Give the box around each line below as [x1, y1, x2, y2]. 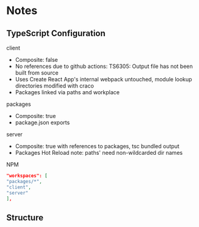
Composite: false [15, 56, 58, 63]
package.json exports [15, 119, 70, 126]
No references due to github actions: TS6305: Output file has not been [15, 62, 194, 70]
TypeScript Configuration [6, 28, 106, 39]
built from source [15, 69, 59, 76]
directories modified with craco [15, 82, 95, 89]
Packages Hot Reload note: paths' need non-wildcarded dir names [15, 149, 183, 156]
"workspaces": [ [6, 173, 48, 179]
